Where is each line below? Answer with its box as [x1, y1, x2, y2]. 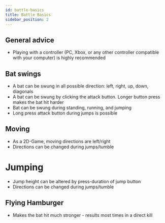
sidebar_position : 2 [5, 17, 49, 22]
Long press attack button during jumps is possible [12, 110, 118, 116]
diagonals [12, 89, 34, 94]
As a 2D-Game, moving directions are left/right [12, 138, 111, 144]
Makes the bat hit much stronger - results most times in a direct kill [12, 212, 153, 218]
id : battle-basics [5, 7, 44, 13]
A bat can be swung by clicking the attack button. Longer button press [12, 94, 160, 100]
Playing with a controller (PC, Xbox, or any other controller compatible [12, 49, 159, 55]
